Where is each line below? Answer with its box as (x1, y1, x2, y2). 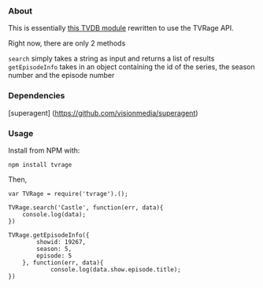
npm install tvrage (8, 161, 72, 168)
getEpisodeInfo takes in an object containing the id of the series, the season (8, 62, 256, 72)
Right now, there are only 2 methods (8, 39, 126, 48)
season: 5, (36, 245, 72, 253)
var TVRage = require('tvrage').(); (8, 190, 128, 198)
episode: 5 (36, 252, 72, 260)
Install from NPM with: (8, 146, 80, 155)
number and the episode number (8, 71, 115, 80)
